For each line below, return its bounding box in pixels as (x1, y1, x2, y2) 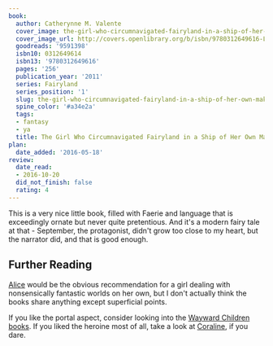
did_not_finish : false (15, 178, 93, 187)
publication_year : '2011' (15, 72, 104, 81)
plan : (8, 140, 27, 149)
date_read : (15, 164, 53, 172)
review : (8, 155, 35, 164)
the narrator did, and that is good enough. (8, 234, 149, 244)
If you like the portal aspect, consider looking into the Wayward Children (8, 313, 250, 322)
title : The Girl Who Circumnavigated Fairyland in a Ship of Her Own (15, 133, 256, 141)
